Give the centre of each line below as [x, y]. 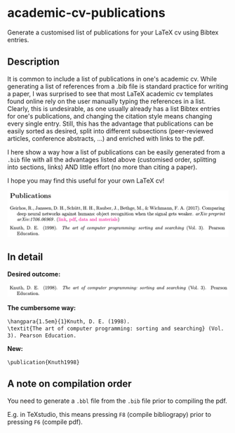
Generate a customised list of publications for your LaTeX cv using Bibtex [113, 32]
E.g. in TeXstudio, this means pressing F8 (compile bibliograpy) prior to [109, 414]
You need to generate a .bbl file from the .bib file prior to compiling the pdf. [117, 401]
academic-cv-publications [87, 13]
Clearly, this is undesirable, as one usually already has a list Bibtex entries [114, 108]
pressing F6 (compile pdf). [45, 422]
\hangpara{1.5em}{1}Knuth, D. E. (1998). [69, 321]
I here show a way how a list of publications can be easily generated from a [116, 152]
